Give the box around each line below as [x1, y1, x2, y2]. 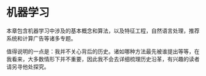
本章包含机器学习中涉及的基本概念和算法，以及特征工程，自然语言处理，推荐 [6, 27, 200, 34]
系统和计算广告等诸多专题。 [6, 34, 77, 42]
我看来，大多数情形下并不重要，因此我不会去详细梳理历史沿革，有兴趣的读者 [6, 55, 200, 63]
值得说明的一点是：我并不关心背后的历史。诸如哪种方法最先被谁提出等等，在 [6, 47, 200, 55]
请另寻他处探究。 [6, 63, 50, 70]
